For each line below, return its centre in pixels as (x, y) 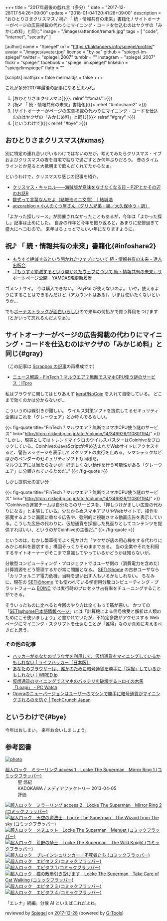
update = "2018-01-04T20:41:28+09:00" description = (105, 13)
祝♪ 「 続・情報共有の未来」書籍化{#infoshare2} (81, 246)
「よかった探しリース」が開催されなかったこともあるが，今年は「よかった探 (83, 216)
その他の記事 (21, 644)
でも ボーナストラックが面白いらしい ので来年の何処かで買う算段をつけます (82, 311)
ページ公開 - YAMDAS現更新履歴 (59, 278)
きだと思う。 (18, 630)
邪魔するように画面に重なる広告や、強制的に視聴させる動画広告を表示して (82, 517)
